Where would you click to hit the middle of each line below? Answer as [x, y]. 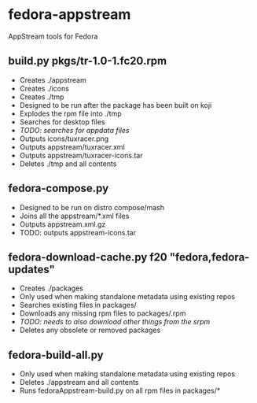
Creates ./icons [44, 88]
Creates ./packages [51, 288]
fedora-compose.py [59, 189]
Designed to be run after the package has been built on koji [116, 105]
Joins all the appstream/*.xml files [74, 216]
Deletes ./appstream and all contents [79, 383]
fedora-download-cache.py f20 [88, 257]
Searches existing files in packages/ [78, 305]
